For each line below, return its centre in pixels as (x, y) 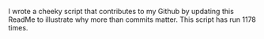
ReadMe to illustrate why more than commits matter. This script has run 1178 (132, 19)
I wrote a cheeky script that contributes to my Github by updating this (121, 11)
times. (18, 28)
